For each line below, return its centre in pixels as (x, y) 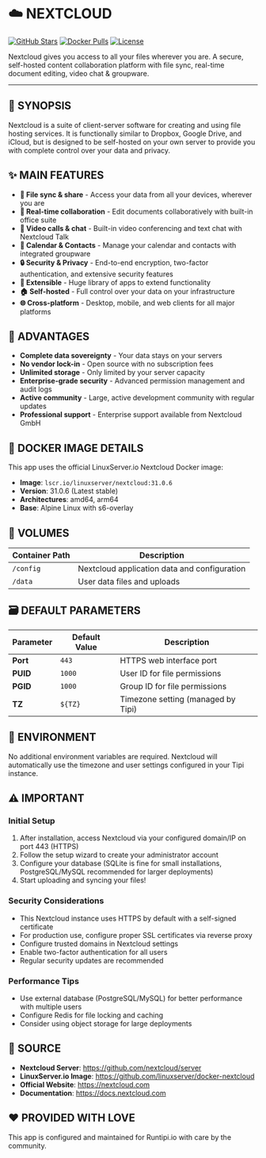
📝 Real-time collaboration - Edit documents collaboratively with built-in (136, 211)
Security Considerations (56, 901)
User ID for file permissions (171, 673)
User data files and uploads (129, 581)
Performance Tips (44, 981)
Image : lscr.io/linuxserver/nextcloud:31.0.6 (96, 483)
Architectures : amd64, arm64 (69, 500)
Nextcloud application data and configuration (162, 569)
